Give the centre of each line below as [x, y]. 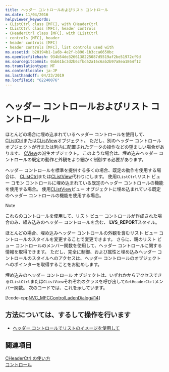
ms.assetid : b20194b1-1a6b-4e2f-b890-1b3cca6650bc [60, 52]
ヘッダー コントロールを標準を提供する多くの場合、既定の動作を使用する [81, 170]
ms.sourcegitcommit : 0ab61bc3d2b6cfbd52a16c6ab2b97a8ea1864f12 [73, 61]
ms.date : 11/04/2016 [27, 15]
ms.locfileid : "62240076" [32, 80]
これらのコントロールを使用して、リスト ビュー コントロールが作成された [81, 216]
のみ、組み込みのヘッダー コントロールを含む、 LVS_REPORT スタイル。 [84, 222]
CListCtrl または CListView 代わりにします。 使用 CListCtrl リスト [85, 176]
